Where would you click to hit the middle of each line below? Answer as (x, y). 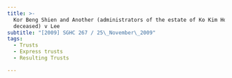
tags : (15, 39)
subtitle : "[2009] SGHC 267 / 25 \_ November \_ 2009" (81, 32)
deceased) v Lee (37, 26)
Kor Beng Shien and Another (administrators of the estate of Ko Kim (115, 20)
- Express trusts (38, 52)
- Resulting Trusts (41, 58)
